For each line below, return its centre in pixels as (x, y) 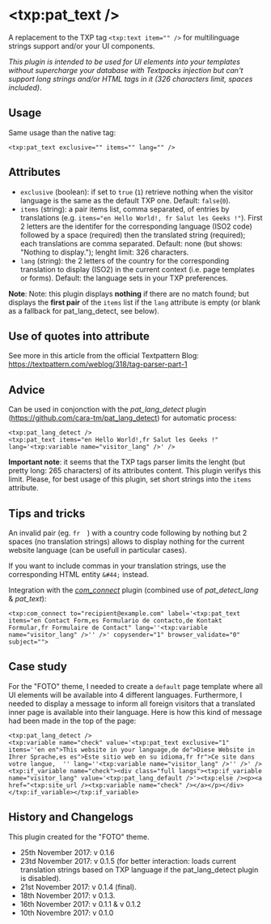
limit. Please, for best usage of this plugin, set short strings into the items (130, 479)
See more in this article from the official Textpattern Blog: (104, 356)
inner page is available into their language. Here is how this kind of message (135, 712)
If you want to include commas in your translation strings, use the (117, 566)
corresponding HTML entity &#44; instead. (79, 574)
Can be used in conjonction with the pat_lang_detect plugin (107, 409)
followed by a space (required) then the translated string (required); (133, 235)
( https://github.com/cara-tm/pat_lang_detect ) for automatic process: (123, 418)
